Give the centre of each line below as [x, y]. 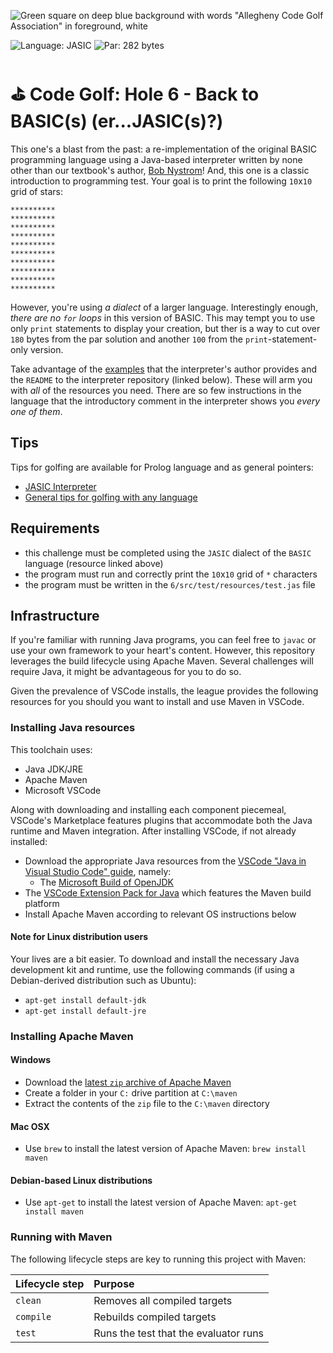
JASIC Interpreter [60, 486]
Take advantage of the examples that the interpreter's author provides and [164, 369]
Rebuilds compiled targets [155, 1317]
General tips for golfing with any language [111, 497]
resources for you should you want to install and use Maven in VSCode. [157, 702]
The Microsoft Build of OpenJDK [106, 882]
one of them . [36, 411]
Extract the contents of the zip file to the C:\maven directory [147, 1103]
